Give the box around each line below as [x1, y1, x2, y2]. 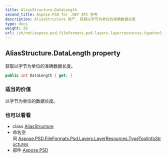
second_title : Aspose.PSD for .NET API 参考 [5, 12, 98, 17]
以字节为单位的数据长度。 [5, 98, 58, 104]
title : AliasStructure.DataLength [5, 7, 77, 12]
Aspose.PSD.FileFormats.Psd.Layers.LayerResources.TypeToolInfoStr [18, 135, 161, 141]
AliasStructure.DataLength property [5, 49, 121, 57]
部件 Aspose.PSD [12, 147, 48, 153]
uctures [12, 141, 28, 147]
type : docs [5, 21, 28, 26]
